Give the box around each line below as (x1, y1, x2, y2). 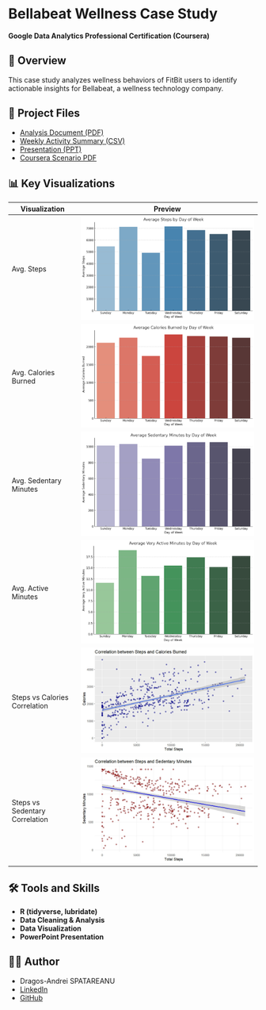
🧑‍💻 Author (8, 955, 60, 969)
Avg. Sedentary (11, 475, 62, 485)
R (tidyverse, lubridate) (19, 906, 98, 916)
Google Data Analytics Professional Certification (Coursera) (8, 31, 210, 40)
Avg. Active (11, 584, 49, 593)
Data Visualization (19, 924, 82, 933)
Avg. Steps (11, 263, 47, 274)
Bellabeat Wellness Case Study (8, 5, 218, 23)
